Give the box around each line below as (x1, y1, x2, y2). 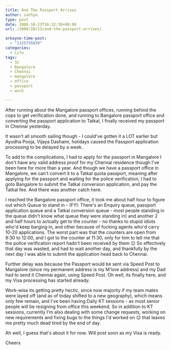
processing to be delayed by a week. (5, 144, 83, 150)
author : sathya (5, 12, 38, 17)
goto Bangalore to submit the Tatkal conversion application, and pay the (5, 181, 157, 187)
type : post (5, 17, 29, 22)
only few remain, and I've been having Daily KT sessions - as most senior (5, 298, 160, 304)
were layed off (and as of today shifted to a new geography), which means (5, 293, 163, 299)
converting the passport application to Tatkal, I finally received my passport (5, 117, 165, 123)
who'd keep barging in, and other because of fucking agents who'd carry (5, 223, 160, 230)
